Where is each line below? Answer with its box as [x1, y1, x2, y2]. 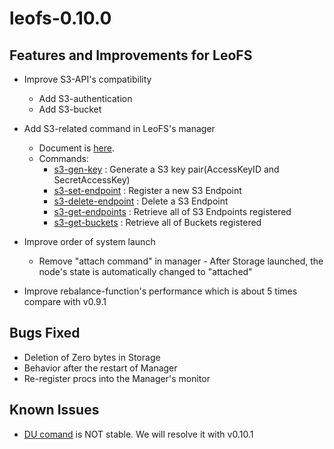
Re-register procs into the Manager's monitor [23, 372, 211, 384]
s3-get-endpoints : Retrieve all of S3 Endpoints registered [53, 206, 292, 217]
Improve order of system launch [23, 236, 156, 247]
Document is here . [38, 142, 115, 154]
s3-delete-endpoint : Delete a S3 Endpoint [53, 195, 229, 207]
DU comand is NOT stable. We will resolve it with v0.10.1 [23, 428, 254, 440]
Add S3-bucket [38, 103, 102, 115]
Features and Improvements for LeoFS [9, 47, 253, 64]
